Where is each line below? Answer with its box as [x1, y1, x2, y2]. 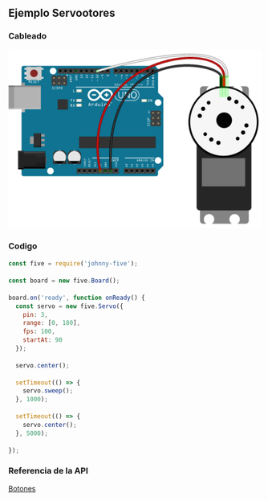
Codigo [8, 240, 38, 252]
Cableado [8, 31, 47, 42]
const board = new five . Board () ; [8, 277, 120, 285]
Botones [8, 483, 36, 493]
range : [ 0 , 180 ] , [22, 319, 81, 327]
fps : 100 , [22, 327, 56, 336]
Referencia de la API [8, 466, 88, 477]
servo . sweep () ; [22, 387, 74, 395]
